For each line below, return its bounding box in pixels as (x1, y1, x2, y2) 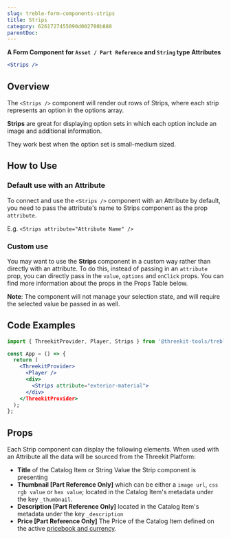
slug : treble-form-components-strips (7, 10, 115, 17)
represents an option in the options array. (7, 106, 124, 114)
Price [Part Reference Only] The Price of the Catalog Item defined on (16, 517, 214, 525)
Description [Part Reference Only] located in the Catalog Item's (16, 503, 199, 511)
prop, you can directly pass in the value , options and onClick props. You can (7, 271, 224, 279)
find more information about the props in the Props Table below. (7, 279, 188, 287)
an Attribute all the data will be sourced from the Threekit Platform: (7, 452, 196, 461)
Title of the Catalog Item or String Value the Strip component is (16, 466, 197, 474)
